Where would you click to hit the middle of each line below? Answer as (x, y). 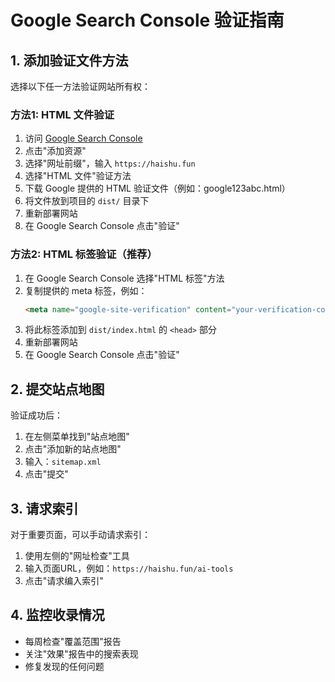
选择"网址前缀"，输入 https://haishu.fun (110, 163)
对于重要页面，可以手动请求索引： (80, 535)
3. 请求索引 (44, 508)
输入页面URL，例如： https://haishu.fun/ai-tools (129, 568)
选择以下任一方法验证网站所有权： (80, 86)
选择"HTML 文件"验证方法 (78, 176)
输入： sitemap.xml (63, 462)
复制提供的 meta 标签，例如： (86, 290)
